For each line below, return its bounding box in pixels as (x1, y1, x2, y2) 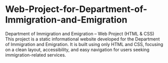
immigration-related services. (5, 51, 66, 58)
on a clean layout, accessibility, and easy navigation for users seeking (5, 46, 149, 52)
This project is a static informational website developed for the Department (5, 36, 160, 42)
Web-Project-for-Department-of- (5, 3, 147, 15)
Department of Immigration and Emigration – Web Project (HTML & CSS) (5, 30, 154, 36)
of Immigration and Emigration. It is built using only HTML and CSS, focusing (5, 41, 163, 47)
